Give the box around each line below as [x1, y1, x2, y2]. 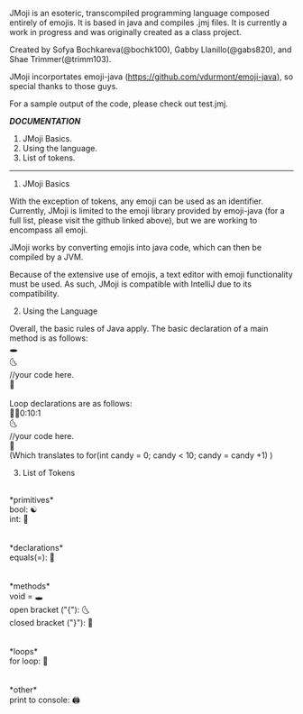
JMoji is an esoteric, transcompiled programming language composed [9, 8, 271, 18]
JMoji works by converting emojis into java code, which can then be [9, 243, 262, 252]
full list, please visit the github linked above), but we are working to [9, 215, 258, 225]
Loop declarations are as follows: [9, 398, 133, 408]
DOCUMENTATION [9, 116, 81, 126]
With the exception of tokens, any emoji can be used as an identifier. [9, 196, 264, 206]
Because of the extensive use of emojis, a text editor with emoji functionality [9, 270, 293, 279]
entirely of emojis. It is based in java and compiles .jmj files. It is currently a [9, 17, 288, 28]
